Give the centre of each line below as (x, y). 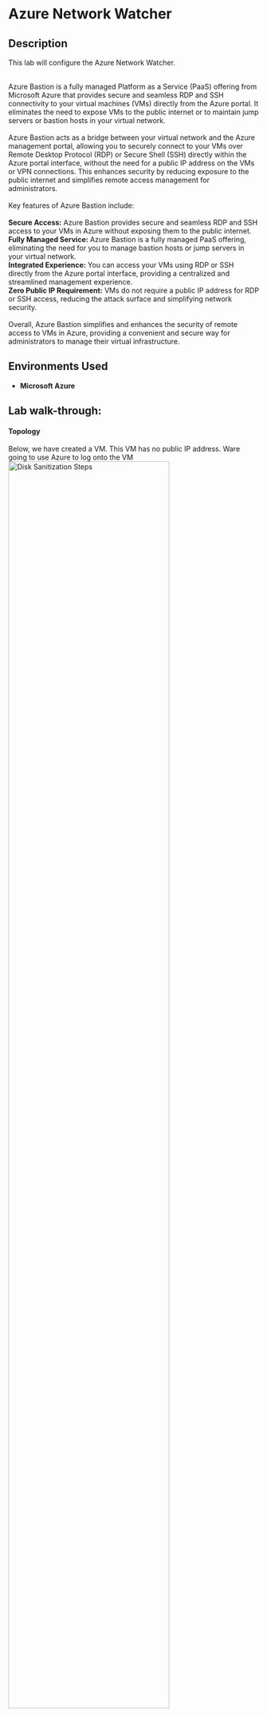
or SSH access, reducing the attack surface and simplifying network (120, 299)
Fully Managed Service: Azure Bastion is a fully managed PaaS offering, (128, 239)
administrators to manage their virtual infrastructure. (94, 341)
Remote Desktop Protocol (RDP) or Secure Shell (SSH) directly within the (128, 154)
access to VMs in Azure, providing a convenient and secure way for (119, 333)
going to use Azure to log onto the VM (71, 457)
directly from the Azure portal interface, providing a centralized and (119, 273)
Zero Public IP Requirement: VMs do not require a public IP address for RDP (134, 290)
